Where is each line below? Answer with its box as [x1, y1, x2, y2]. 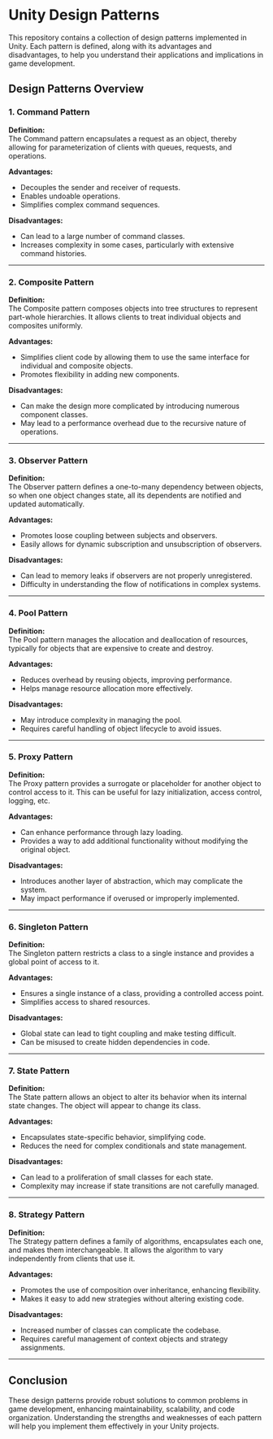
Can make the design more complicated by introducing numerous [19, 401, 240, 411]
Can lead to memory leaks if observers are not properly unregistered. [19, 571, 253, 580]
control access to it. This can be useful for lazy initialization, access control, [8, 787, 262, 797]
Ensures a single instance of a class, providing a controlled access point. [19, 989, 264, 998]
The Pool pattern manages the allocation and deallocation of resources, [8, 634, 249, 644]
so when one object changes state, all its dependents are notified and [8, 490, 242, 501]
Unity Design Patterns [8, 6, 160, 24]
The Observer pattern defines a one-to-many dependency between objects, [8, 482, 264, 492]
